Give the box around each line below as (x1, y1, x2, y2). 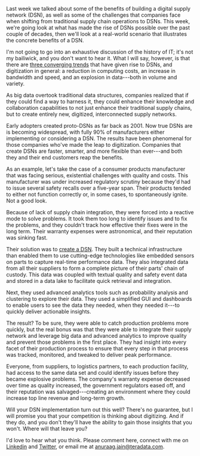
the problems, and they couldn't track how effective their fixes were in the (6, 221, 188, 229)
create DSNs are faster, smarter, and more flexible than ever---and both (6, 147, 183, 155)
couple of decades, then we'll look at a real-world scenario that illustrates (6, 30, 187, 38)
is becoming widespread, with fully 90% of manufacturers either (6, 128, 165, 135)
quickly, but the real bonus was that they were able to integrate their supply (6, 326, 192, 333)
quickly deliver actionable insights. (6, 308, 91, 315)
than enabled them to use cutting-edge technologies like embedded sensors (6, 252, 195, 259)
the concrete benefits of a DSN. (6, 37, 84, 44)
